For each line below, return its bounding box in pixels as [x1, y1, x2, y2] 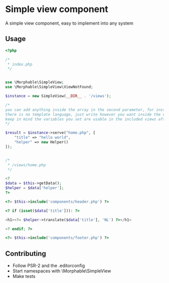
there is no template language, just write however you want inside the [5, 112, 161, 117]
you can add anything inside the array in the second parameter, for [5, 107, 154, 112]
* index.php [7, 62, 33, 67]
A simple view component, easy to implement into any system [5, 20, 133, 26]
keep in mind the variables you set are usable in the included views [5, 116, 156, 121]
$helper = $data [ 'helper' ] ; [5, 186, 64, 191]
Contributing [5, 249, 46, 258]
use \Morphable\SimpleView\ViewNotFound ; [5, 84, 94, 90]
